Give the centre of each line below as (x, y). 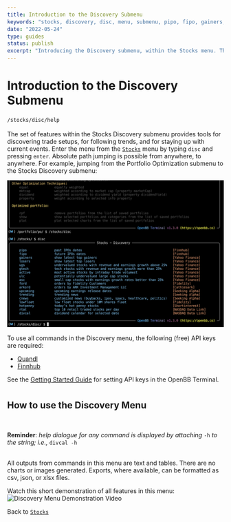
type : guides (26, 36)
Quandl (27, 359)
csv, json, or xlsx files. (38, 478)
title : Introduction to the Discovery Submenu (75, 14)
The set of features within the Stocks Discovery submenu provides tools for (114, 134)
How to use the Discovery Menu (77, 405)
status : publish (30, 44)
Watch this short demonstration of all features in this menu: (91, 491)
